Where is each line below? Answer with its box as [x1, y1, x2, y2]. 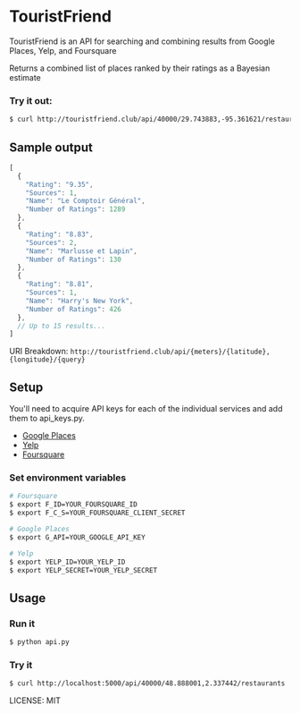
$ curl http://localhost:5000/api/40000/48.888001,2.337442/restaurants [9, 679, 286, 688]
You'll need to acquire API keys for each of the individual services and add [9, 403, 283, 414]
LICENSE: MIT [9, 695, 61, 706]
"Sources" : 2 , [25, 238, 78, 247]
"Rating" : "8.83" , [25, 230, 94, 239]
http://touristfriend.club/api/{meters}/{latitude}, [70, 347, 271, 357]
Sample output [9, 140, 94, 155]
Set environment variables [9, 471, 127, 484]
